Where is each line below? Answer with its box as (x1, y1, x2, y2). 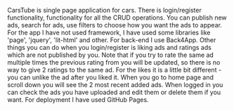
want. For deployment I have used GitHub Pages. (7, 96, 149, 104)
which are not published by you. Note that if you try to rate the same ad (7, 51, 214, 59)
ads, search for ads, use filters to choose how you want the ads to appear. (7, 21, 223, 29)
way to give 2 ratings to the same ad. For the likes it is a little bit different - (7, 66, 222, 74)
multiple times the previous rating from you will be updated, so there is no (7, 58, 221, 66)
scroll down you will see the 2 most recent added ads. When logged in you (7, 81, 223, 89)
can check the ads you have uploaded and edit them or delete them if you (7, 88, 221, 96)
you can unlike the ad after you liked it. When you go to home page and (7, 73, 214, 81)
